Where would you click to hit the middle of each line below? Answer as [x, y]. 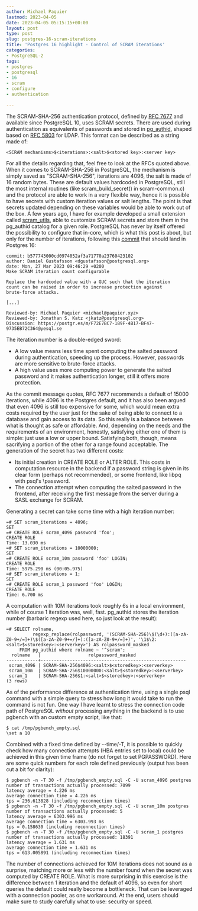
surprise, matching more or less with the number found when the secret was [99, 870]
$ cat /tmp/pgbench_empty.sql [43, 728]
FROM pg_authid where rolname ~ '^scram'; [72, 650]
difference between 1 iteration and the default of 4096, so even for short [94, 883]
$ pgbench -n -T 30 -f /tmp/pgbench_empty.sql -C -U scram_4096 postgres [99, 780]
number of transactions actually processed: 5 [64, 811]
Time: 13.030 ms [26, 543]
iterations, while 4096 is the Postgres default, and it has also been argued [96, 400]
